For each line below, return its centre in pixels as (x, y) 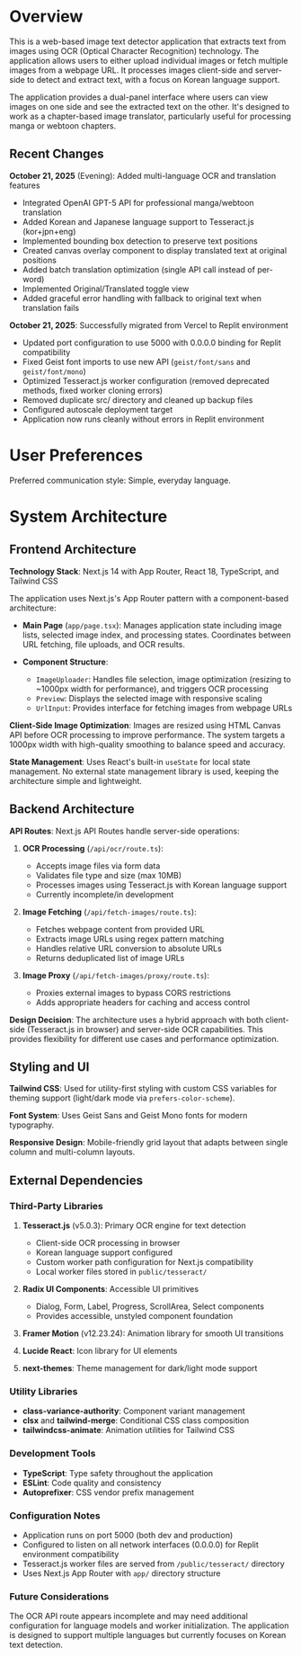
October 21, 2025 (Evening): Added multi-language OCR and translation (143, 175)
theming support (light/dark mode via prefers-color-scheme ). (122, 1098)
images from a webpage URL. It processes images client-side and (131, 70)
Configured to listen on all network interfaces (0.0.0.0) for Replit (140, 1545)
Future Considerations (59, 1596)
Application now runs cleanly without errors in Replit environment (143, 419)
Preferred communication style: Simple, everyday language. (120, 480)
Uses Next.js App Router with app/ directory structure (121, 1573)
